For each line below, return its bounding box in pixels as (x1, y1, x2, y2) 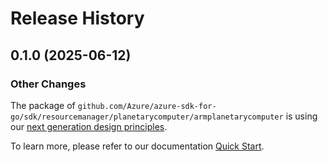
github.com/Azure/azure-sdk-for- (77, 101, 217, 111)
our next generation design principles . (10, 120, 168, 132)
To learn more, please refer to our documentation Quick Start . (10, 140, 265, 152)
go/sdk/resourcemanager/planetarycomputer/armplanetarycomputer (10, 112, 284, 122)
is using (285, 110, 318, 122)
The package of (10, 99, 76, 111)
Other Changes (10, 77, 87, 91)
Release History (10, 7, 145, 30)
